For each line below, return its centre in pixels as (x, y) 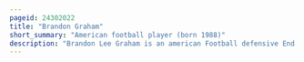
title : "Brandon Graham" (56, 26)
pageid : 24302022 (42, 18)
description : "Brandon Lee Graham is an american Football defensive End (152, 43)
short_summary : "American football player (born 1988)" (117, 35)
